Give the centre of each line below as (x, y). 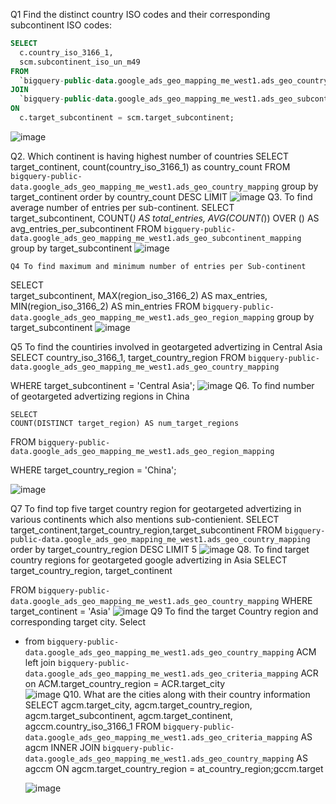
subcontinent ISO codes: (61, 25)
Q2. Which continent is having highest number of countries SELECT (150, 156)
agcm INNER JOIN (62, 747)
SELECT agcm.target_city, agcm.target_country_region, (138, 705)
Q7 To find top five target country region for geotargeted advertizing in (156, 508)
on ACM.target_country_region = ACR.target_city (125, 683)
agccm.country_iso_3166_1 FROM (93, 726)
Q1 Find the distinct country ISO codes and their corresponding (140, 14)
